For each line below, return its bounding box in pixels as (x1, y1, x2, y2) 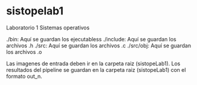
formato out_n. (6, 72, 42, 80)
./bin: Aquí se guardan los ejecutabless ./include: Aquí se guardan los (6, 35, 177, 42)
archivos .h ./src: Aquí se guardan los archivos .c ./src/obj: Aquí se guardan (6, 42, 191, 49)
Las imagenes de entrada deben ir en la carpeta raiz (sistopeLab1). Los (6, 60, 181, 67)
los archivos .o (6, 48, 42, 55)
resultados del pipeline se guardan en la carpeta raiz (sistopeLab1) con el (6, 66, 186, 73)
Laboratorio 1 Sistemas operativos (6, 24, 90, 31)
